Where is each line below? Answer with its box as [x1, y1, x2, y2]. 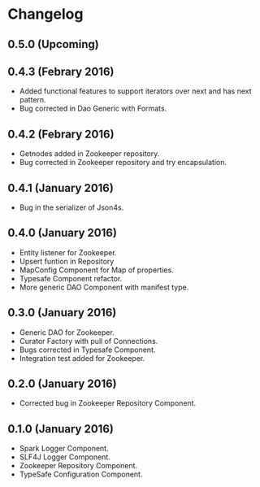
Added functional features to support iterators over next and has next [19, 86, 253, 96]
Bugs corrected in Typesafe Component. [19, 345, 156, 354]
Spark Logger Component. [19, 444, 109, 454]
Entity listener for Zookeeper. [19, 247, 117, 257]
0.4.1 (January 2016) [7, 180, 115, 195]
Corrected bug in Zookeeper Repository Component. [19, 398, 197, 408]
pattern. [19, 95, 46, 105]
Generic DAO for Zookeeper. [19, 327, 115, 337]
